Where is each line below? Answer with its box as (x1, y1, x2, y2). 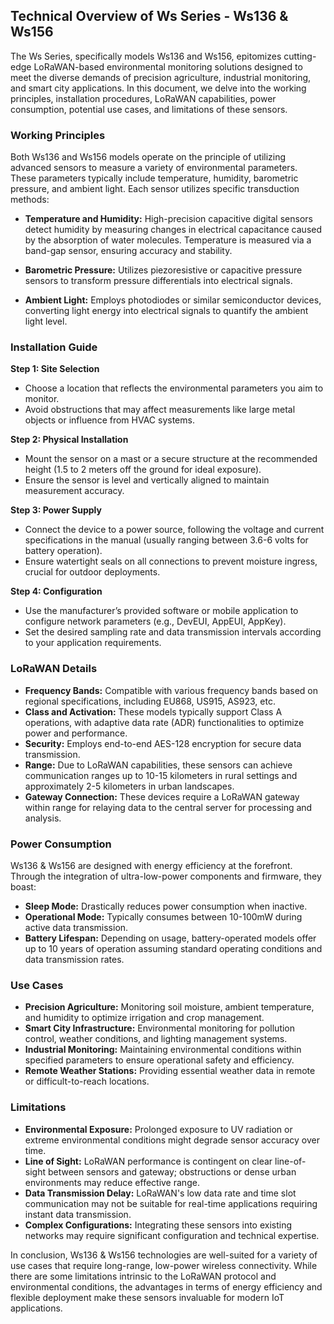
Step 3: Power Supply (10, 504, 102, 516)
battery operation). (24, 545, 103, 557)
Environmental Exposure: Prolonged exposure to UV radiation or (24, 1123, 293, 1135)
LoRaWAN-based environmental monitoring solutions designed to (33, 60, 303, 73)
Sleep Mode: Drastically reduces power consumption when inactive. (24, 900, 308, 912)
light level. (24, 315, 68, 328)
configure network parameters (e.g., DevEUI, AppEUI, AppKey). (24, 615, 287, 628)
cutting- (283, 50, 317, 62)
